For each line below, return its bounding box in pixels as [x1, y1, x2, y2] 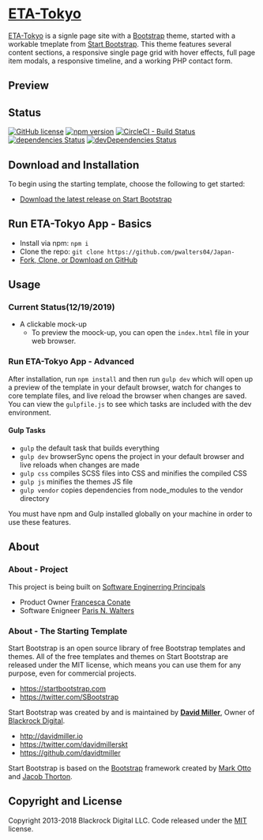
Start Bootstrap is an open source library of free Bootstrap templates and [8, 643, 246, 653]
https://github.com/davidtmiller [19, 748, 121, 757]
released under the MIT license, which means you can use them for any [8, 660, 242, 669]
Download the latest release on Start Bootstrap [19, 194, 172, 204]
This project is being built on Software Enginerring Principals [8, 582, 205, 591]
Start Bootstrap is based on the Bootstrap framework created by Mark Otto [8, 763, 251, 773]
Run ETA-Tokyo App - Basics [8, 217, 152, 231]
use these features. [8, 517, 71, 526]
